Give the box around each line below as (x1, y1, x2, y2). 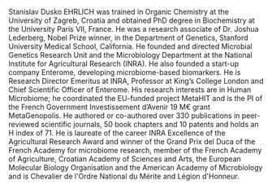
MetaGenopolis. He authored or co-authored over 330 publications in (8, 111, 240, 121)
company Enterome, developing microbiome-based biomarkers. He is (8, 68, 241, 77)
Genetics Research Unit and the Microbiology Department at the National (8, 51, 253, 59)
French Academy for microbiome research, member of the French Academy (8, 146, 262, 155)
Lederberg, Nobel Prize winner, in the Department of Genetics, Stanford (8, 33, 249, 42)
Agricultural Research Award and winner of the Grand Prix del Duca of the (8, 137, 256, 146)
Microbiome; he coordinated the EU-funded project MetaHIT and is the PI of (8, 94, 263, 103)
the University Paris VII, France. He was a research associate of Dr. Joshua (8, 24, 259, 33)
